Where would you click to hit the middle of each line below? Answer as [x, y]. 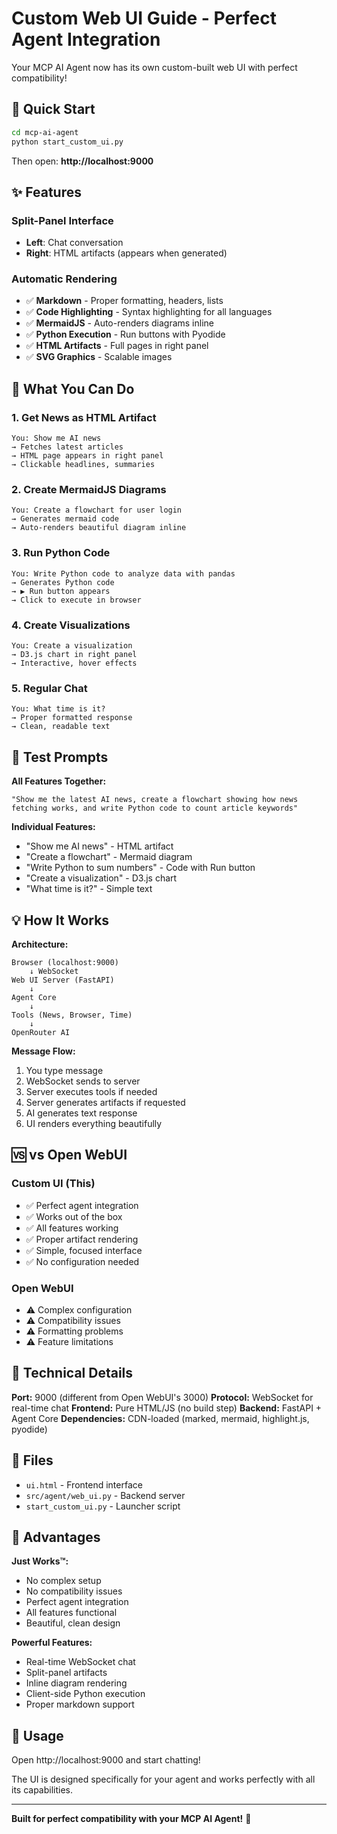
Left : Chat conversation [74, 243]
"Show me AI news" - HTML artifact [99, 846]
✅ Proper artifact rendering [82, 1239]
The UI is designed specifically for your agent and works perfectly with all [163, 1779]
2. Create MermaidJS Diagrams [89, 490]
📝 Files [32, 1460]
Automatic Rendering [64, 279]
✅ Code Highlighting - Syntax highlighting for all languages [149, 312]
